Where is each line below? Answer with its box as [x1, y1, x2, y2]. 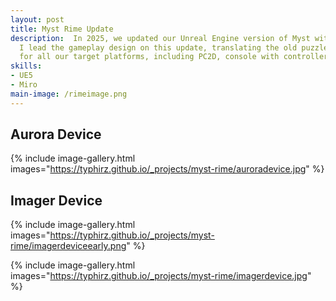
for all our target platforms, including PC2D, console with [19, 52, 280, 62]
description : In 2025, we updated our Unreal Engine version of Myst [10, 33, 311, 43]
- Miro [10, 80, 38, 90]
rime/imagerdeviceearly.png [10, 240, 127, 252]
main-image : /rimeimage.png [10, 89, 128, 99]
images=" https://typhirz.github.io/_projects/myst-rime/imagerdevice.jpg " [10, 270, 312, 282]
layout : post [10, 14, 65, 25]
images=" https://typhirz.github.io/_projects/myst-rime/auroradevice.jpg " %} [10, 163, 325, 175]
